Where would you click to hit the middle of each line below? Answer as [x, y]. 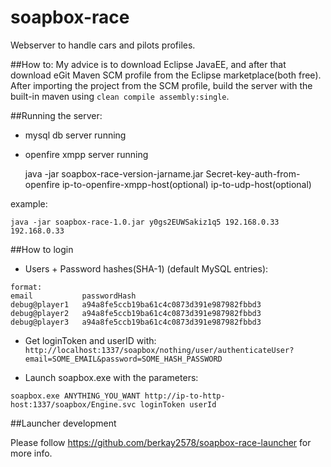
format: [26, 287]
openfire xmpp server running [86, 154]
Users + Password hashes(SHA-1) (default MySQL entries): [146, 268]
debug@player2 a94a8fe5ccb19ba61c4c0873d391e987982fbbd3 [136, 313]
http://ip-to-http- [185, 396]
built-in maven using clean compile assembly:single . [120, 96]
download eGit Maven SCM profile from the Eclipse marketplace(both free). [166, 75]
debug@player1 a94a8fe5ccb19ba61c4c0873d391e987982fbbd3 [136, 304]
